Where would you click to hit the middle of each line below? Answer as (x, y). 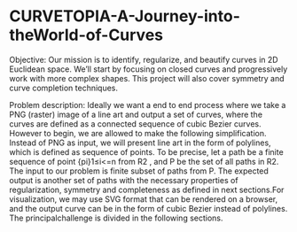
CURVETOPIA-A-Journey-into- (125, 16)
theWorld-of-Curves (86, 35)
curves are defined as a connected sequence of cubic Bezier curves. (135, 124)
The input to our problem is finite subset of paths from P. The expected (139, 171)
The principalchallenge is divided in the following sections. (116, 218)
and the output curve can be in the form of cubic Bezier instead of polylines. (148, 208)
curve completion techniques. (63, 88)
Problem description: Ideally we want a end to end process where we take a (148, 104)
